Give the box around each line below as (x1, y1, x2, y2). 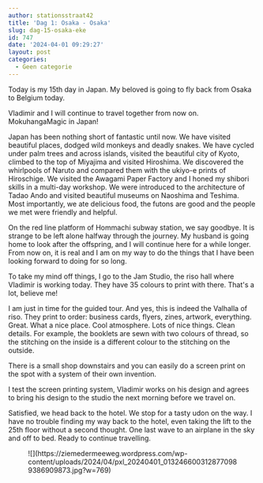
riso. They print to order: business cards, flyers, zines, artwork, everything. (8, 312, 252, 321)
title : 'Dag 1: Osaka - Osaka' (8, 19, 111, 27)
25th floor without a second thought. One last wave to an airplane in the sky (8, 425, 255, 434)
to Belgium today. (8, 92, 66, 103)
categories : (8, 56, 47, 64)
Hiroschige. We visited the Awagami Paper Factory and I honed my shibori (8, 174, 250, 183)
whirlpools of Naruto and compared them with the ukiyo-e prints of (8, 165, 227, 174)
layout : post (8, 48, 51, 56)
